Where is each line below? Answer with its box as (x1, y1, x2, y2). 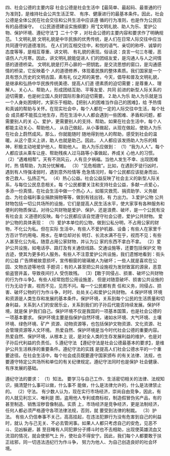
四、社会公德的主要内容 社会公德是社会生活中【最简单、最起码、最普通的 (5, 5, 157, 10)
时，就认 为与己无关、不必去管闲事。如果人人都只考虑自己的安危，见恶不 (5, 420, 157, 426)
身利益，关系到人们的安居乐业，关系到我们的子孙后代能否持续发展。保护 (5, 302, 156, 308)
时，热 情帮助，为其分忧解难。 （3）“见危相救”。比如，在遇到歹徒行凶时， (5, 162, 161, 169)
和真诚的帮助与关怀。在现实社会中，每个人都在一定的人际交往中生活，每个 (5, 106, 160, 111)
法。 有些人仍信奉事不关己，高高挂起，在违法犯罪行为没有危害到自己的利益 (5, 414, 162, 420)
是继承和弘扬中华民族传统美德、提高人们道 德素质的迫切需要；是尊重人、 (5, 80, 157, 86)
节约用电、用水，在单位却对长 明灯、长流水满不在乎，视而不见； (18, 232, 153, 238)
